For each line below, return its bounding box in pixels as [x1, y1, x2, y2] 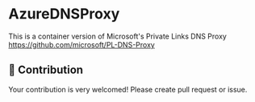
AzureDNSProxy [8, 5, 120, 23]
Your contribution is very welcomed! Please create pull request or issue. [8, 84, 248, 94]
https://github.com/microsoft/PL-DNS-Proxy [8, 39, 155, 49]
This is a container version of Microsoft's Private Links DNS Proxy [8, 31, 228, 41]
